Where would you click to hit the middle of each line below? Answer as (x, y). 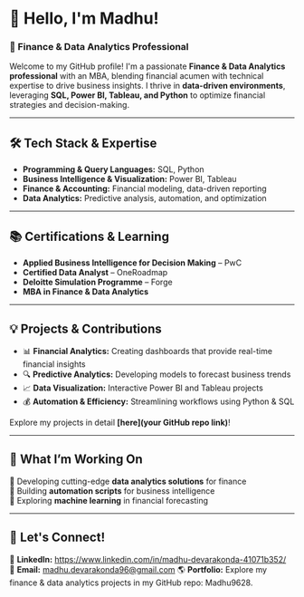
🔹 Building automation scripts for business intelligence (112, 491)
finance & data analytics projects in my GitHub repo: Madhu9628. (131, 583)
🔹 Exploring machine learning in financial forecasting (109, 500)
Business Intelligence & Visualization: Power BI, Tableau (129, 179)
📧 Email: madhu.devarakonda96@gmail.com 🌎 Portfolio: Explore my (138, 569)
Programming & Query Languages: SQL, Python (114, 169)
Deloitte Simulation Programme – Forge (98, 282)
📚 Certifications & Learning (90, 236)
